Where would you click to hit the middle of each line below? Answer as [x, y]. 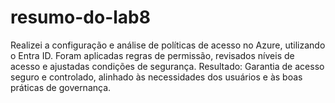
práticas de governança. [61, 87]
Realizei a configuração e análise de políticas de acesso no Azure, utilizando [168, 45]
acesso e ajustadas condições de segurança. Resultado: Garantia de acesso [167, 66]
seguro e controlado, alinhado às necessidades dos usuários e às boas [156, 77]
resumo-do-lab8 [80, 17]
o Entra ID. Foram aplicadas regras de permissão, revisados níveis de [152, 55]
